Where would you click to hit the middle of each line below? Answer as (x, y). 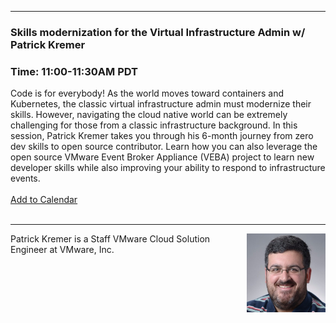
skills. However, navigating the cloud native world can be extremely (149, 115)
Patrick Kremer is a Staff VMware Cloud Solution (110, 239)
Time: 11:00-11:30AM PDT (74, 71)
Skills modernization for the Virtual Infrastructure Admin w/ (158, 32)
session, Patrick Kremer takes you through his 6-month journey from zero (162, 136)
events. (25, 178)
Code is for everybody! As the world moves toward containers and (147, 93)
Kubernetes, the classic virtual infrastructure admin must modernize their (161, 104)
